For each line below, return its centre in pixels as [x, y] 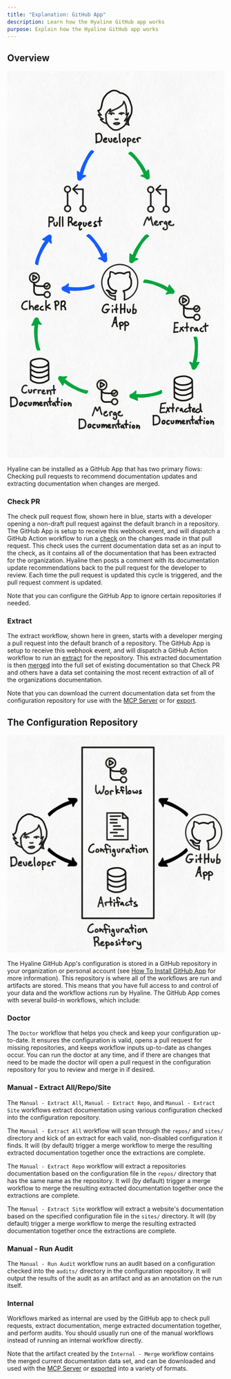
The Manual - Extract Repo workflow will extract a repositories [97, 1166]
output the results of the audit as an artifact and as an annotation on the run [114, 1278]
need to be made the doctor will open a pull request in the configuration [109, 1062]
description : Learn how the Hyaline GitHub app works [86, 22]
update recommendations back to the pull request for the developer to [107, 568]
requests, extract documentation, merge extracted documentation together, [114, 1326]
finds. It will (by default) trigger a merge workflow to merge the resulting [110, 1145]
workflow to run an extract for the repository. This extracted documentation [114, 658]
